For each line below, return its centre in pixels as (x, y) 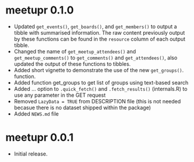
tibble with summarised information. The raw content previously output (99, 32)
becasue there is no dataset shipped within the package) (82, 107)
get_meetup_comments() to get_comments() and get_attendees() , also (96, 58)
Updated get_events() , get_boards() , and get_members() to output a (96, 26)
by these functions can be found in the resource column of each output (100, 39)
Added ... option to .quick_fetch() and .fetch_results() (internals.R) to (101, 89)
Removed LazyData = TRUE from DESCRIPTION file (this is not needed (97, 101)
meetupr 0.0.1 (39, 138)
